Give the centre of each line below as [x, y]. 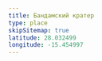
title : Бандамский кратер [51, 15]
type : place [28, 23]
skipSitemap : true [39, 30]
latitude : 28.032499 [43, 38]
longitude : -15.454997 [46, 45]
